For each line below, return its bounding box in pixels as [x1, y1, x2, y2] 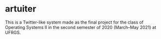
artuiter [5, 3, 37, 14]
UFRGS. [5, 29, 21, 35]
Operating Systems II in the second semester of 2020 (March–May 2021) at [5, 24, 157, 30]
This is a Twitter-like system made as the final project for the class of [5, 19, 144, 25]
